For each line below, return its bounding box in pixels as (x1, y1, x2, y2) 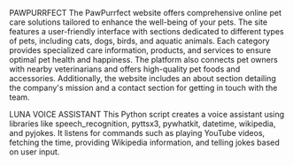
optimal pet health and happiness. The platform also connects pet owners (9, 55, 279, 64)
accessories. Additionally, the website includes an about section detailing (9, 73, 276, 83)
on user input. (9, 147, 60, 157)
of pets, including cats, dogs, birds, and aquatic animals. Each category (9, 35, 270, 46)
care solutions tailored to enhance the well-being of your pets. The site (9, 17, 268, 27)
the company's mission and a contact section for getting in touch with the (9, 83, 278, 93)
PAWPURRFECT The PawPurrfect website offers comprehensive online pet (9, 8, 281, 18)
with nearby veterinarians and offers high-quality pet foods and (9, 64, 241, 74)
